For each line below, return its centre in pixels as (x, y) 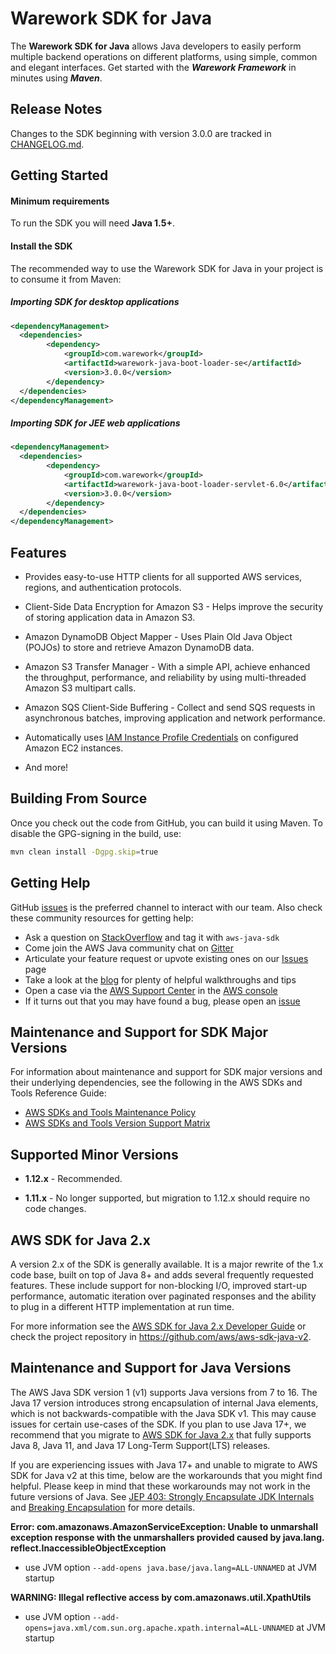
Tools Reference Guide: (58, 1093)
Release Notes (56, 109)
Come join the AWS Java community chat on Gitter (129, 948)
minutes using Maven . (56, 78)
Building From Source (79, 798)
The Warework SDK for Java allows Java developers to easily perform (156, 46)
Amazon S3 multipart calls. (80, 688)
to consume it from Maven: (66, 279)
